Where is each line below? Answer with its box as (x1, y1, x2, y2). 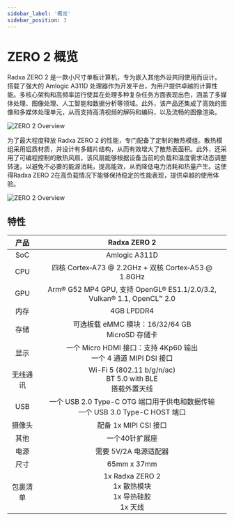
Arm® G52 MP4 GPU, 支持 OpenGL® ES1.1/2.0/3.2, (47, 285, 217, 295)
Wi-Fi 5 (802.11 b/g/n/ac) (88, 365, 176, 375)
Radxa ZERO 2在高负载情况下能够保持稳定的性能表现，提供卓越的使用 (13, 171, 214, 180)
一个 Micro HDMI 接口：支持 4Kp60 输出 (65, 343, 198, 352)
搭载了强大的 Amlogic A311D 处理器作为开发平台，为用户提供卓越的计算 (7, 81, 212, 91)
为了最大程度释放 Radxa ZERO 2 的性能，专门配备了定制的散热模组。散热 (7, 137, 217, 145)
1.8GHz (119, 272, 145, 282)
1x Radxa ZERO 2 (103, 472, 162, 481)
